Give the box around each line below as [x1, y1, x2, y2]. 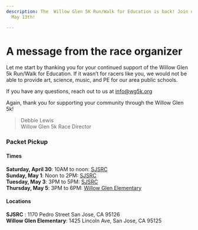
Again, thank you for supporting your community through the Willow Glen [6, 99, 184, 106]
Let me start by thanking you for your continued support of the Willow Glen [6, 64, 189, 71]
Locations [6, 198, 31, 205]
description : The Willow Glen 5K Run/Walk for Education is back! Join [6, 8, 189, 15]
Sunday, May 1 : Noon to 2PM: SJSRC [6, 172, 97, 179]
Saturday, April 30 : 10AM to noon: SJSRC [6, 165, 108, 172]
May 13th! [11, 14, 35, 20]
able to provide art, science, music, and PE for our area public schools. [6, 76, 178, 84]
